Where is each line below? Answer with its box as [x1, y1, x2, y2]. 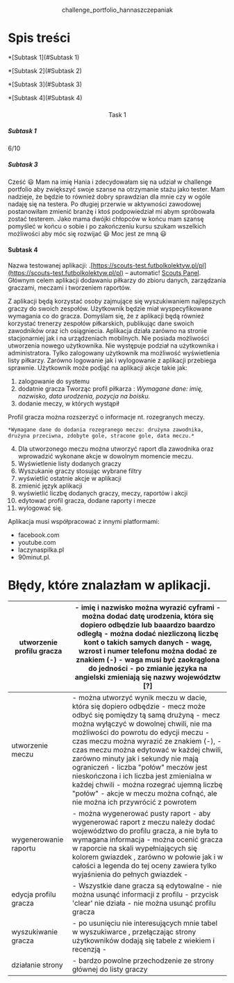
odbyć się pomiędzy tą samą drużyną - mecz [72, 710, 221, 720]
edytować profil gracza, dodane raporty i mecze [17, 496, 156, 504]
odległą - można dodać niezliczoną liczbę [76, 628, 219, 638]
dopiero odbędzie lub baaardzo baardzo [80, 620, 216, 630]
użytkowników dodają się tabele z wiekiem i [72, 936, 215, 945]
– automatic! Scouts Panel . [125, 268, 201, 277]
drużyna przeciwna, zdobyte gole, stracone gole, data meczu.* [8, 432, 195, 439]
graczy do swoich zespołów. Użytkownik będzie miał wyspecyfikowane [8, 304, 212, 313]
